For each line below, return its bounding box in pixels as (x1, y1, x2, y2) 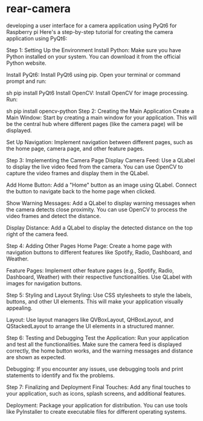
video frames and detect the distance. (6, 212, 101, 219)
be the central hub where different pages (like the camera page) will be (6, 120, 183, 127)
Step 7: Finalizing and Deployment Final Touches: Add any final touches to (6, 383, 191, 391)
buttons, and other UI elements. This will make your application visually (6, 297, 184, 305)
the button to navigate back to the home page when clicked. (6, 187, 156, 195)
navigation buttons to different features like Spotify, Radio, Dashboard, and (6, 248, 192, 256)
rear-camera (6, 2, 71, 16)
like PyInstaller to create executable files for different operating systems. (6, 408, 187, 415)
